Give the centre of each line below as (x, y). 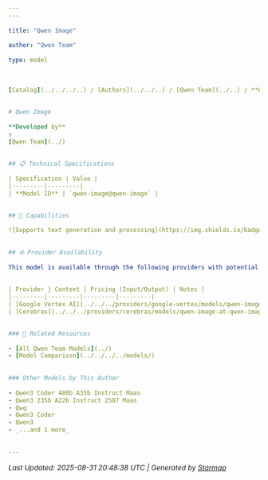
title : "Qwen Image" (43, 30)
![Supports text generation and (62, 230)
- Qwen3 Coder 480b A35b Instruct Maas (75, 393)
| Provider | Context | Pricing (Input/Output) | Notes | (106, 289)
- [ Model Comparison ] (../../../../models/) (82, 356)
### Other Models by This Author (64, 378)
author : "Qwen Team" (43, 45)
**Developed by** (37, 127)
